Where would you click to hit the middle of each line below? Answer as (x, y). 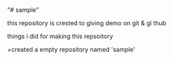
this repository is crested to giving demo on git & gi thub (87, 23)
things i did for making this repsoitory (60, 36)
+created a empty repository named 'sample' (71, 49)
